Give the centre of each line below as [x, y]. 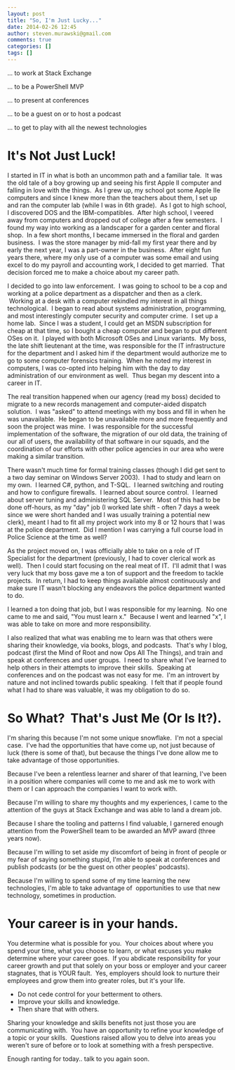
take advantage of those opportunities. [63, 760]
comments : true [29, 40]
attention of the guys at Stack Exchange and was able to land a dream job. [115, 809]
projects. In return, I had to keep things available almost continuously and [114, 580]
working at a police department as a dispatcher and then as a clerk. [105, 293]
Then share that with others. [58, 1009]
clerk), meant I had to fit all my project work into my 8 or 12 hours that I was [116, 522]
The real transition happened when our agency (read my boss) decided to [114, 396]
